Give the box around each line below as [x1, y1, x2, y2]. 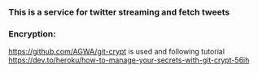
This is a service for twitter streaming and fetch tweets [8, 6, 230, 18]
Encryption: [8, 28, 56, 39]
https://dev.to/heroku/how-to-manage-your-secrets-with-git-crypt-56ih [8, 55, 250, 65]
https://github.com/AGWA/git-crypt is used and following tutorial [8, 47, 225, 57]
